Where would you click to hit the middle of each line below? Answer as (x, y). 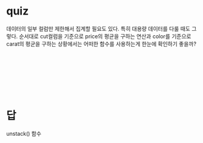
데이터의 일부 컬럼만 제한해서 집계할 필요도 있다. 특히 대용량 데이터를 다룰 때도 (98, 28)
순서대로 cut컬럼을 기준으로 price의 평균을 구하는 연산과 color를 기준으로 (105, 36)
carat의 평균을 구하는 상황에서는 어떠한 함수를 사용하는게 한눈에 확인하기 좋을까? (101, 44)
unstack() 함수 (24, 133)
